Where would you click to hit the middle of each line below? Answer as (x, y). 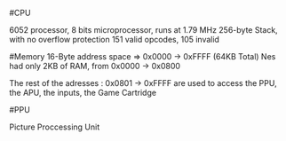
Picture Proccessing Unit (55, 127)
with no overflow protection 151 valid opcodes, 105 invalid (115, 39)
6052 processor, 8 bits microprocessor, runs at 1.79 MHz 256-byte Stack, (143, 30)
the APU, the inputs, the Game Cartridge (83, 93)
